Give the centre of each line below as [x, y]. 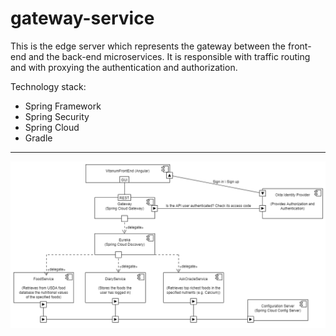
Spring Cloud [52, 127]
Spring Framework [63, 106]
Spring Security [57, 116]
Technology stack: [48, 86]
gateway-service [82, 18]
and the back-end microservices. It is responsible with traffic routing [169, 56]
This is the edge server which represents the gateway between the [148, 46]
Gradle [38, 138]
